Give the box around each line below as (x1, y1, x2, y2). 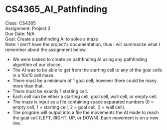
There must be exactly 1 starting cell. (12, 88, 88, 94)
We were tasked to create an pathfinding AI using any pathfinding (12, 56, 148, 62)
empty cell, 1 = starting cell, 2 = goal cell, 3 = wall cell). (12, 104, 126, 110)
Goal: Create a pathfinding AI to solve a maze (5, 36, 98, 42)
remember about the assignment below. (5, 46, 87, 52)
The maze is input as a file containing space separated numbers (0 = (12, 98, 154, 104)
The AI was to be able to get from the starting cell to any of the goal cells (12, 66, 163, 73)
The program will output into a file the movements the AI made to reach (12, 109, 159, 115)
